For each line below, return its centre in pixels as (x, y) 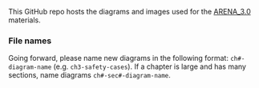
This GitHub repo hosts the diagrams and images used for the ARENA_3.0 (129, 12)
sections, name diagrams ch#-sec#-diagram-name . (89, 75)
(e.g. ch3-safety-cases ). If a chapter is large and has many (150, 66)
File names (30, 41)
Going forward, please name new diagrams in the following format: (118, 58)
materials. (25, 20)
